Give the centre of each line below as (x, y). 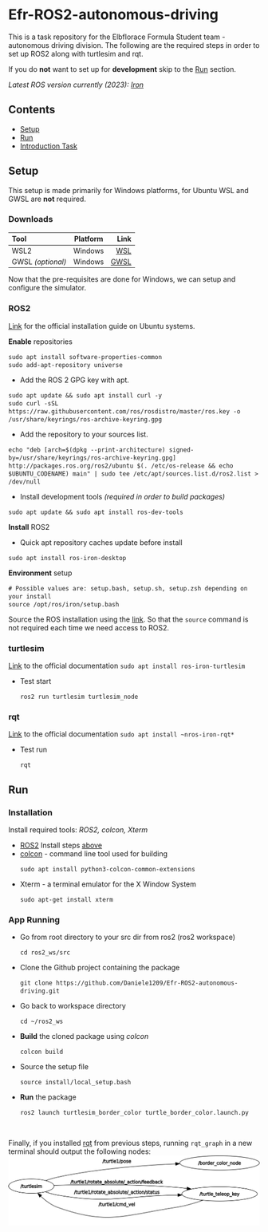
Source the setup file (54, 1067)
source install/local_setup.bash (75, 1083)
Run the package (48, 1097)
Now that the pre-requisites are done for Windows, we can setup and (122, 279)
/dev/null (25, 482)
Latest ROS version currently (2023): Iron (76, 85)
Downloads (31, 219)
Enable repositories (41, 342)
